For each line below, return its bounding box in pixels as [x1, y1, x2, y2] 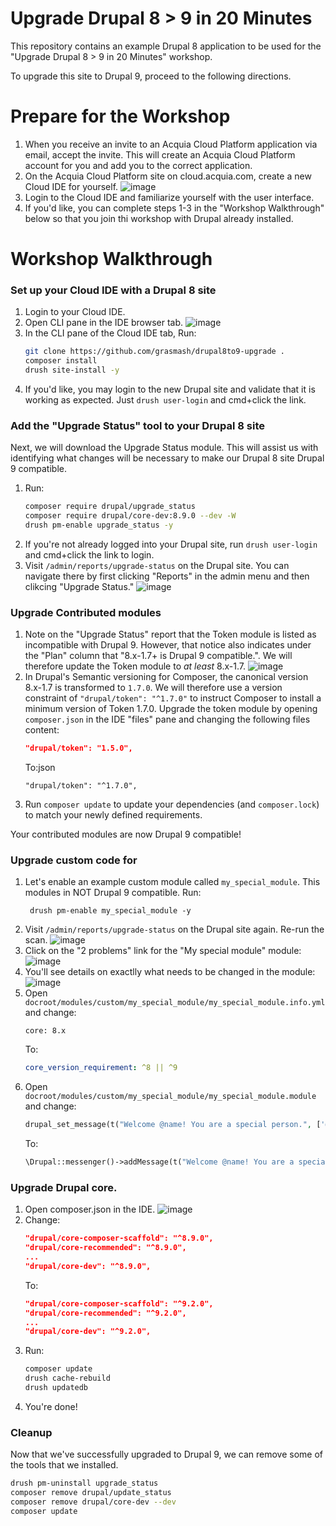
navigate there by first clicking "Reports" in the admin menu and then [24, 570, 310, 582]
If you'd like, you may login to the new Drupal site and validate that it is [24, 383, 316, 395]
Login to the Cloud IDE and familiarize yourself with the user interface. [24, 191, 315, 203]
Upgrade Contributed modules [10, 605, 162, 619]
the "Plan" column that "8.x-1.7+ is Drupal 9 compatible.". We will [24, 650, 293, 662]
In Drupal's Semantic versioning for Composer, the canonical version [24, 671, 309, 683]
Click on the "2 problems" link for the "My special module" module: [24, 945, 302, 957]
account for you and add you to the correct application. [24, 159, 253, 171]
